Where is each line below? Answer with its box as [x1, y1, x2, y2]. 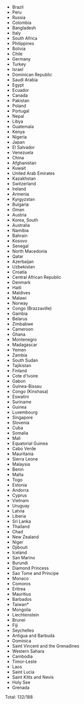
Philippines [12, 41, 34, 46]
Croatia [12, 269, 27, 275]
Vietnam [12, 498, 29, 503]
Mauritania [12, 451, 34, 457]
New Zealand [12, 534, 39, 540]
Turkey [12, 61, 26, 67]
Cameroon [12, 326, 34, 332]
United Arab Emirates [12, 171, 55, 176]
